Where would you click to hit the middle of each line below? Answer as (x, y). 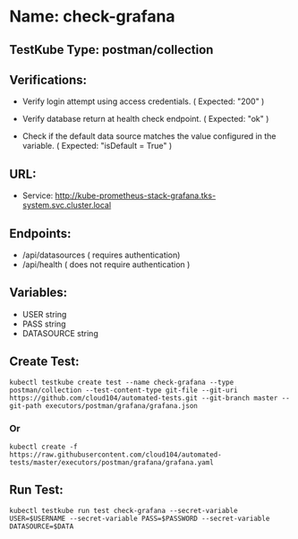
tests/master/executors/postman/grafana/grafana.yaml (112, 462)
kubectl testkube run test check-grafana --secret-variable (124, 510)
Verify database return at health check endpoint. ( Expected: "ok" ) (145, 119)
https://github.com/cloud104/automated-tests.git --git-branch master (144, 398)
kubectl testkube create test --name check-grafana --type (122, 382)
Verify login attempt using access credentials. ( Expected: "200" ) (143, 101)
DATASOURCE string (60, 333)
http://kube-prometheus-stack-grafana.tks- (136, 196)
